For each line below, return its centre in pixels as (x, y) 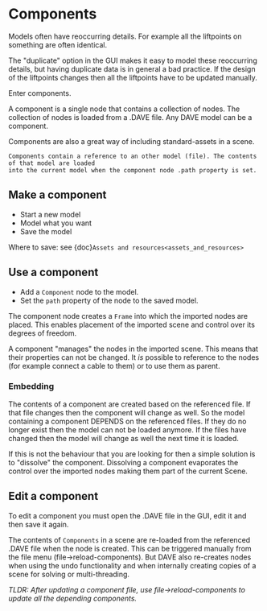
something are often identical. (58, 44)
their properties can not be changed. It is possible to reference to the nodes (134, 357)
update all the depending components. (73, 598)
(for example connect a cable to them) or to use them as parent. (114, 365)
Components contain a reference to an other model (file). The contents (133, 156)
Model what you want (56, 223)
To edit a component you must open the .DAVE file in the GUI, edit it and (127, 515)
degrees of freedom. (43, 333)
